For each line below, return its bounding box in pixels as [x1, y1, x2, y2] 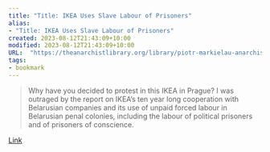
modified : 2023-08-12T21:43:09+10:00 [8, 42, 135, 50]
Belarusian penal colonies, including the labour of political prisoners [27, 111, 253, 121]
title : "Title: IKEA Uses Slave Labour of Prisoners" [8, 11, 193, 20]
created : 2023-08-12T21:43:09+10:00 [8, 34, 131, 42]
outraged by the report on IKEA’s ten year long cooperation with [27, 94, 239, 104]
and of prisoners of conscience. [27, 119, 134, 129]
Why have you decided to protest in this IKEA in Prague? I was [27, 86, 235, 95]
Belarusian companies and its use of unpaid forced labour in [27, 102, 227, 112]
